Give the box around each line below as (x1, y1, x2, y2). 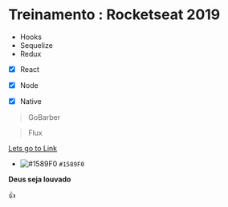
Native (19, 97, 42, 106)
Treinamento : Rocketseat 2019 (8, 6, 221, 24)
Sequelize (19, 40, 54, 50)
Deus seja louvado (8, 174, 71, 185)
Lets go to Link (8, 144, 58, 153)
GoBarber (27, 113, 61, 122)
